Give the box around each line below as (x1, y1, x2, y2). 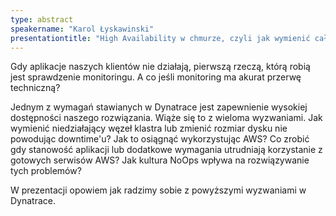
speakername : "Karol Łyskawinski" (10, 24, 155, 34)
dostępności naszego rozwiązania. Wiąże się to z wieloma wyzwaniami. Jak (10, 112, 323, 124)
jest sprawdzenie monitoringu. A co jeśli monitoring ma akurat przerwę (10, 71, 302, 83)
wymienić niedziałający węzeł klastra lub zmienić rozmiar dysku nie (10, 122, 288, 135)
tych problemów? (10, 165, 82, 177)
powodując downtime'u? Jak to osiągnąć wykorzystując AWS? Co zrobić (10, 133, 310, 145)
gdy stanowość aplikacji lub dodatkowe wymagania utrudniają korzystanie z (10, 144, 323, 156)
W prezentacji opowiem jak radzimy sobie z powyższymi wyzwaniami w (10, 184, 307, 196)
